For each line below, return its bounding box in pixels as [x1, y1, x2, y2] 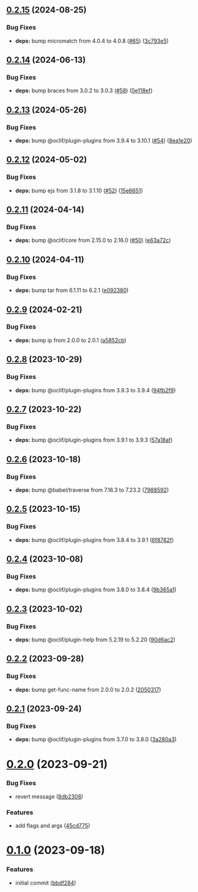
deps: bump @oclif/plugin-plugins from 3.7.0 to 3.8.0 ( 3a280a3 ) [15, 736, 177, 743]
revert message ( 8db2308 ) [15, 792, 84, 800]
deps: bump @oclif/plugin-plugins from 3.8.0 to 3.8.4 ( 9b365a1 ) [15, 586, 177, 593]
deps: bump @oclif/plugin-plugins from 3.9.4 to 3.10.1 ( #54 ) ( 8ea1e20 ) [15, 137, 193, 144]
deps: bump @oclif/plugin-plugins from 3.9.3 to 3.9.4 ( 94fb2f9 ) [15, 386, 176, 393]
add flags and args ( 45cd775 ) [15, 822, 90, 830]
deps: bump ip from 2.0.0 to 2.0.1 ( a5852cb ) [15, 336, 127, 344]
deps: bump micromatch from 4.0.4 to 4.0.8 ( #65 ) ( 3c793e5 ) [15, 37, 169, 45]
